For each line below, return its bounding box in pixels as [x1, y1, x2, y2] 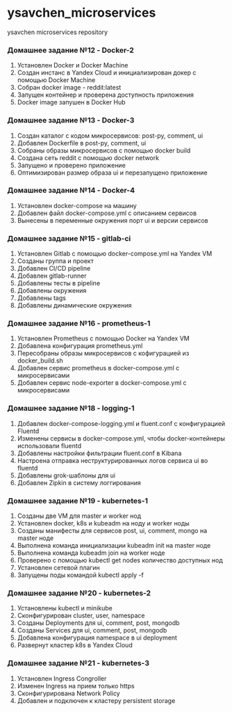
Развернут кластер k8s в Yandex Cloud [17, 641, 133, 649]
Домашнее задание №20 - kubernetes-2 [7, 588, 151, 598]
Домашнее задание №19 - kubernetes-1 [7, 496, 148, 505]
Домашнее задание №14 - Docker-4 [7, 186, 135, 196]
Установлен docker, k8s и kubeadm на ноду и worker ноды [17, 519, 190, 528]
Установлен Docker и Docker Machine [17, 61, 129, 70]
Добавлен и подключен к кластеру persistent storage [17, 696, 176, 704]
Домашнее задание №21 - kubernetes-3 [7, 658, 149, 668]
